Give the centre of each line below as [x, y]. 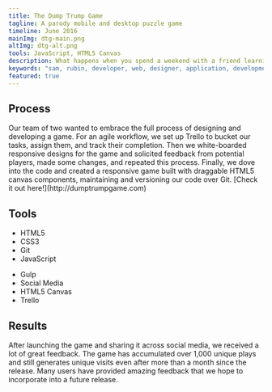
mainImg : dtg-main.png [47, 38]
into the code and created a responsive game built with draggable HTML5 [132, 171]
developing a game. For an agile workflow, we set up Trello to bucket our [130, 137]
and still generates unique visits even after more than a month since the [127, 362]
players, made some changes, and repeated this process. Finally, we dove [132, 162]
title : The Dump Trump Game [56, 16]
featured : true [34, 76]
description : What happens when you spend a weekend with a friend [125, 61]
